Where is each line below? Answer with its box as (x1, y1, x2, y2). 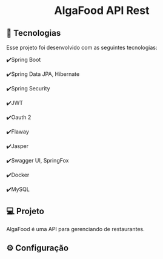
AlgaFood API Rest (54, 4, 150, 18)
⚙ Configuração (6, 243, 68, 254)
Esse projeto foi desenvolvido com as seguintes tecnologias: (6, 44, 158, 51)
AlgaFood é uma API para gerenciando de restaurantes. (6, 225, 145, 232)
